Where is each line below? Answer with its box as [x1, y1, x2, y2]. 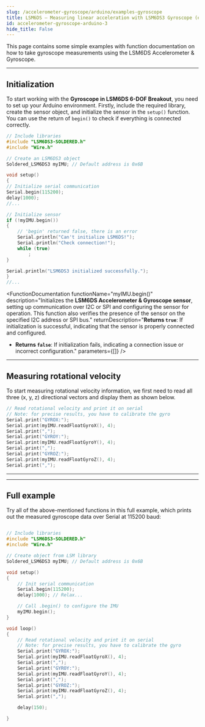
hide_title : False [6, 26, 53, 32]
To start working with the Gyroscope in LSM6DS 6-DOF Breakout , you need [6, 95, 198, 103]
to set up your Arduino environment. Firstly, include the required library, [6, 102, 186, 109]
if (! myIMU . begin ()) [6, 217, 59, 223]
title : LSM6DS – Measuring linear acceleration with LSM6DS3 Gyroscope [6, 15, 192, 21]
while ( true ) [17, 245, 51, 251]
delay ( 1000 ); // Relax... [17, 592, 84, 598]
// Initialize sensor [6, 211, 62, 217]
